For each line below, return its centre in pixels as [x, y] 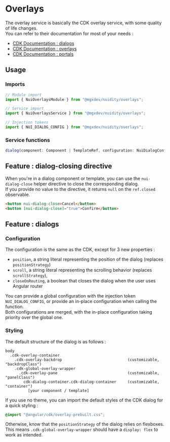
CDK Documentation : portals [43, 54]
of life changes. [22, 28]
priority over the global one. [34, 317]
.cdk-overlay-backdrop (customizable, [87, 360]
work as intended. [24, 435]
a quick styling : [22, 405]
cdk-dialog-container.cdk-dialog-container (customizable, [91, 382]
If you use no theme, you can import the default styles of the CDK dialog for [84, 400]
